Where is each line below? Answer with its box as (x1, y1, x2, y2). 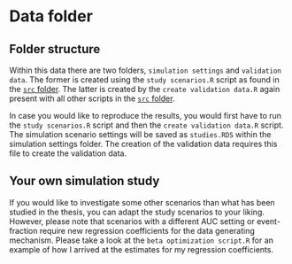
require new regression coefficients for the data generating (39, 225, 255, 236)
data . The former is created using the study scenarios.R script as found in (9, 74, 280, 85)
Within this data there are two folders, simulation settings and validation (9, 65, 281, 75)
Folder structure (9, 42, 101, 57)
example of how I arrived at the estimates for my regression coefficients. (9, 244, 274, 254)
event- (256, 215, 281, 227)
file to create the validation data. (9, 148, 127, 159)
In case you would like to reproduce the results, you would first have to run (9, 111, 281, 120)
